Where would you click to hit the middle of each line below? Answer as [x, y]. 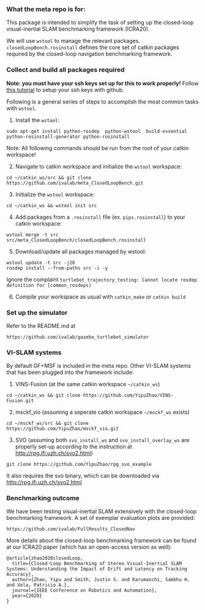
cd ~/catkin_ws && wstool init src [52, 205]
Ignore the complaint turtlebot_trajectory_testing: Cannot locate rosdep [102, 279]
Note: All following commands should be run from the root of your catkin [98, 148]
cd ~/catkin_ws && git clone [43, 395]
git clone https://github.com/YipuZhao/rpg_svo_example [79, 465]
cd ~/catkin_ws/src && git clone [49, 177]
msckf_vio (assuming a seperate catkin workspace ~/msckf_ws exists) [102, 412]
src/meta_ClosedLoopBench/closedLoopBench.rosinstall [76, 240]
